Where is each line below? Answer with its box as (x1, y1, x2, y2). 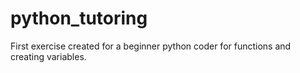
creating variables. (10, 50, 87, 62)
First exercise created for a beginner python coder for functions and (10, 40, 292, 52)
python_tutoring (10, 7, 148, 30)
